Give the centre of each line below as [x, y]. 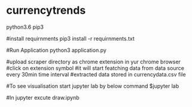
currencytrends [46, 10]
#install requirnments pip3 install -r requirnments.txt [70, 38]
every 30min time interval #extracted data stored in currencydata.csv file [96, 74]
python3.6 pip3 [25, 27]
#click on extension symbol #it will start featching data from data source [95, 68]
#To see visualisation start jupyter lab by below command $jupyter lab [93, 86]
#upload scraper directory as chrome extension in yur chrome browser [94, 62]
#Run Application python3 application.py [56, 50]
